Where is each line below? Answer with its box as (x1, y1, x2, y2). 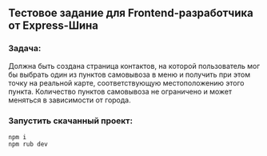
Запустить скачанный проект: (8, 115, 133, 126)
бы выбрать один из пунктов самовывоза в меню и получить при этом (8, 70, 251, 79)
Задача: (8, 43, 42, 54)
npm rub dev (8, 140, 48, 148)
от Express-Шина (8, 19, 98, 33)
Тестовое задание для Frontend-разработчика (8, 6, 253, 20)
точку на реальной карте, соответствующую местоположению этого (8, 78, 245, 87)
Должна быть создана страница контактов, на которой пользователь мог (8, 61, 261, 70)
